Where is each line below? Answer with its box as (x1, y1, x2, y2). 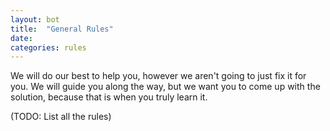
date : (10, 33, 33, 43)
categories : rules (10, 42, 87, 53)
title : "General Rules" (10, 24, 114, 34)
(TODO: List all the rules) (10, 111, 112, 123)
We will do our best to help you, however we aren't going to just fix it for (10, 70, 307, 82)
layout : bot (10, 14, 60, 25)
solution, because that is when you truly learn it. (10, 91, 208, 103)
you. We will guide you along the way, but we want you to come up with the (10, 81, 321, 93)
